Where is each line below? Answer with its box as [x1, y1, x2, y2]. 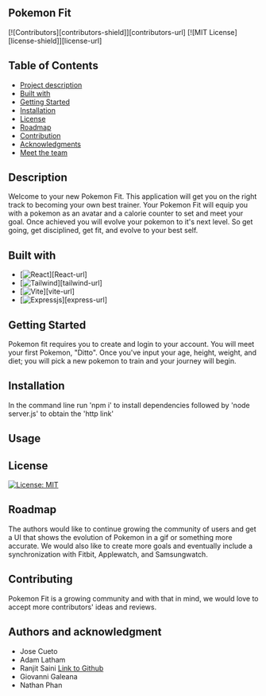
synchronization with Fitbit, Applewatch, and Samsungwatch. [8, 549, 208, 559]
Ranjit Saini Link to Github [19, 663, 104, 673]
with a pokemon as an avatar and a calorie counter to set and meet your [8, 208, 244, 218]
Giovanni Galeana [19, 671, 78, 681]
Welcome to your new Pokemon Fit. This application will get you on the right [8, 192, 257, 201]
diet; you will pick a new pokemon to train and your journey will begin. [8, 356, 237, 366]
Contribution [19, 130, 61, 140]
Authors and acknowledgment [8, 625, 162, 639]
